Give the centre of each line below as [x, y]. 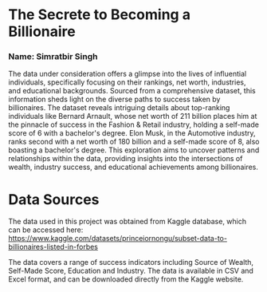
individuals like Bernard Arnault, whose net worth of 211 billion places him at [133, 116]
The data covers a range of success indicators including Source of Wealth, [131, 262]
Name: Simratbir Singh [53, 57]
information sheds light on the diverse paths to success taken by [114, 99]
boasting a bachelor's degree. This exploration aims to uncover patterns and [134, 150]
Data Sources [54, 199]
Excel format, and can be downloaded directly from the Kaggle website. [126, 279]
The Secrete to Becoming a [100, 15]
